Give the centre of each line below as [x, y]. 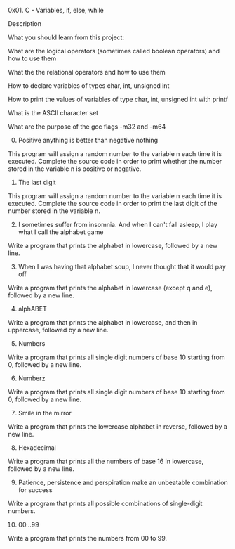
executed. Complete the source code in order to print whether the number [115, 161]
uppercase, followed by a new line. [58, 330]
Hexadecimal [37, 448]
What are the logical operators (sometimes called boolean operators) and [114, 51]
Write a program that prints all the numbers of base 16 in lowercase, [106, 461]
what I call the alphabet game [61, 232]
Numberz [32, 378]
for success [35, 490]
